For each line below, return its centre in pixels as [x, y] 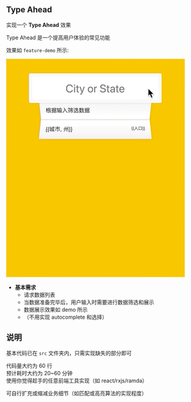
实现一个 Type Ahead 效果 [39, 25]
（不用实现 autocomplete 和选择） [65, 317]
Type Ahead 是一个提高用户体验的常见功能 [58, 37]
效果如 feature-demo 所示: [37, 50]
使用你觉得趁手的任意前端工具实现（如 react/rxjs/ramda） [77, 381]
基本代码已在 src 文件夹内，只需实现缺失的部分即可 [69, 353]
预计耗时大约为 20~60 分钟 [40, 373]
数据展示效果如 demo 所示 [56, 309]
